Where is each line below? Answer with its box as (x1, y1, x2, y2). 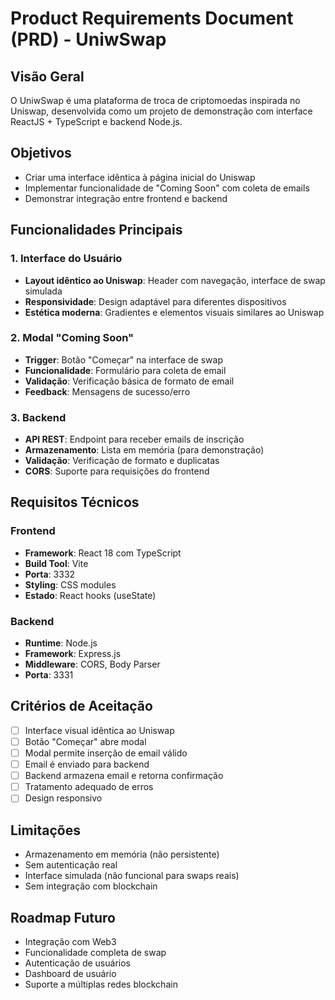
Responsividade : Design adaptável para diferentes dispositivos (24, 295, 287, 307)
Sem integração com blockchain (24, 880, 158, 892)
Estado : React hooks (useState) (24, 589, 157, 601)
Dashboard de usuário (24, 967, 117, 979)
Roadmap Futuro (10, 909, 116, 926)
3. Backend (10, 410, 67, 424)
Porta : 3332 (24, 568, 76, 580)
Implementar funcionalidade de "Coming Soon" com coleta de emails (24, 182, 310, 194)
